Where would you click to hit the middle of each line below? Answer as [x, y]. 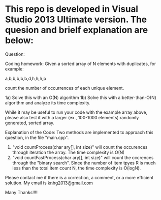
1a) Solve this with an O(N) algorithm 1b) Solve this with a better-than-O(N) [81, 98]
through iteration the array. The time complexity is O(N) [68, 152]
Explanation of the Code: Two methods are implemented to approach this [79, 132]
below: [19, 41]
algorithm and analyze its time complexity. [48, 102]
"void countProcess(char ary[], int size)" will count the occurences [80, 147]
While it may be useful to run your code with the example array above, [76, 112]
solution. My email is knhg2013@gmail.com [49, 183]
